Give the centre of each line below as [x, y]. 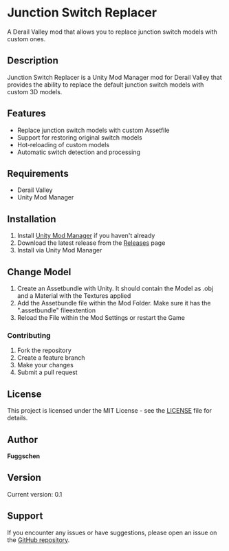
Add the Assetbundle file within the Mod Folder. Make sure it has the [114, 303]
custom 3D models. [35, 91]
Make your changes [45, 365]
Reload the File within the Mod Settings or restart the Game [101, 317]
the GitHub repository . [39, 540]
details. [18, 418]
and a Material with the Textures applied [74, 296]
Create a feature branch [51, 358]
